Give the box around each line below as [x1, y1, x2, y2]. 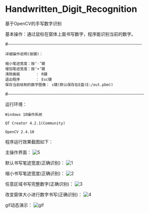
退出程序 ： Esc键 [5, 77, 52, 82]
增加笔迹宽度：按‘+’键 [5, 66, 46, 71]
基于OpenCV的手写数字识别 [5, 20, 62, 26]
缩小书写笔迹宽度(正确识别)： [5, 170, 66, 176]
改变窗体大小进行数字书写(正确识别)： [5, 191, 83, 197]
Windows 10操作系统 [5, 112, 43, 117]
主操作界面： [5, 149, 31, 155]
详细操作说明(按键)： [5, 51, 43, 57]
